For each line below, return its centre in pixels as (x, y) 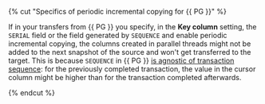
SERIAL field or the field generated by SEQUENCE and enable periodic (118, 35)
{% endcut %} (32, 93)
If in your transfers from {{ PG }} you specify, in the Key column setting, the (132, 27)
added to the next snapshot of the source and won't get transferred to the (130, 52)
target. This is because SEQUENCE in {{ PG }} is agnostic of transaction (121, 60)
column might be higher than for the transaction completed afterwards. (125, 77)
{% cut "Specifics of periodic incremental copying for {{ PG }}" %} (118, 12)
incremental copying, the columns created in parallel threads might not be (130, 44)
